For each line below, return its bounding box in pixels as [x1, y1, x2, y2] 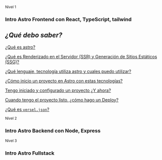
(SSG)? [5, 59, 20, 65]
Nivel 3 [5, 138, 17, 143]
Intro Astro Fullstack [5, 150, 55, 157]
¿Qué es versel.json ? [5, 106, 50, 112]
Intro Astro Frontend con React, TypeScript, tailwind [5, 16, 132, 23]
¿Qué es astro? [5, 44, 36, 50]
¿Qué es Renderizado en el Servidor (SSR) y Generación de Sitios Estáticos [5, 53, 157, 59]
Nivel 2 [5, 116, 17, 121]
